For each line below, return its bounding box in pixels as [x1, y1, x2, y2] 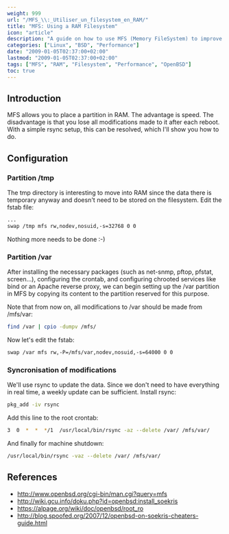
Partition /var [7, 252, 52, 262]
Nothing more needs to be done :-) [7, 235, 106, 243]
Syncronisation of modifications [7, 365, 117, 374]
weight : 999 [7, 10, 41, 17]
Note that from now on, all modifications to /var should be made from [7, 303, 202, 311]
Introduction [7, 92, 62, 104]
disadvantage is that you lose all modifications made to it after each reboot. [7, 118, 220, 127]
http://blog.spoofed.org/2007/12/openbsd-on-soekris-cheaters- [16, 511, 199, 520]
